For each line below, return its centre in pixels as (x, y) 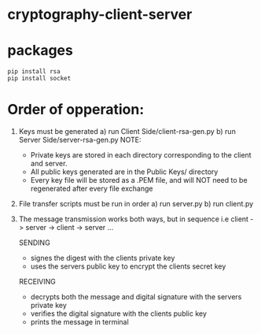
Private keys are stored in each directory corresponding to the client (141, 155)
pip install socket (39, 79)
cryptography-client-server (100, 15)
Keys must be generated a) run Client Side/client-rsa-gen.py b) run (127, 132)
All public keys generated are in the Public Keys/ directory (124, 172)
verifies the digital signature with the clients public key (119, 314)
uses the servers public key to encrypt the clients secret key (128, 266)
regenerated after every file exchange (92, 189)
